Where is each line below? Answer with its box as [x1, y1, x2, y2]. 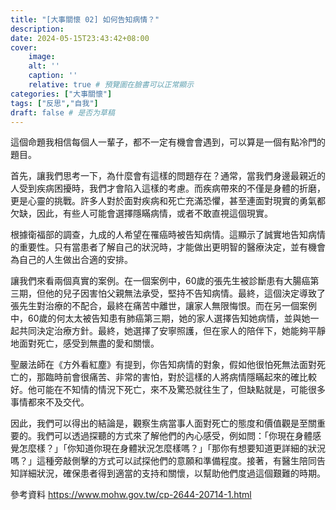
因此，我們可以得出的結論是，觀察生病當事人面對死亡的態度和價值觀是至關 [10, 417, 317, 430]
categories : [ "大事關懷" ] [10, 89, 113, 99]
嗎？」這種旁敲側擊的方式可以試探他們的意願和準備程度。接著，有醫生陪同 [10, 455, 317, 467]
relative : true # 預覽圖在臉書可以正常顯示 [28, 80, 195, 90]
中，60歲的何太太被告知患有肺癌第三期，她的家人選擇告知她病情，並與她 [10, 312, 311, 325]
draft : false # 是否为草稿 [10, 107, 115, 118]
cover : [10, 42, 38, 53]
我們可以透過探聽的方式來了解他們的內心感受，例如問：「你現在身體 [36, 430, 313, 442]
